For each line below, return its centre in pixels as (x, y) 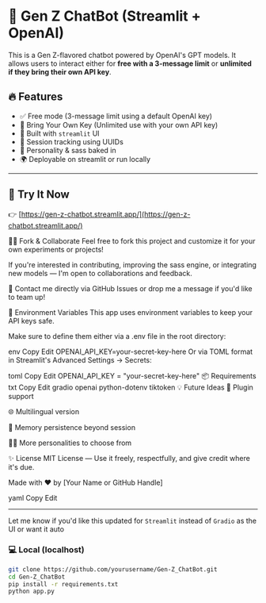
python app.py (32, 591)
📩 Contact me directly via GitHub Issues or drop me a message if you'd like (131, 288)
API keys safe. (31, 321)
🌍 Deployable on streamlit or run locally (85, 159)
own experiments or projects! (56, 249)
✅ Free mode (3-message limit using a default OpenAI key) (116, 116)
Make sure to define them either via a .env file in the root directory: (117, 336)
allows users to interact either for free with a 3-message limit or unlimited (130, 63)
